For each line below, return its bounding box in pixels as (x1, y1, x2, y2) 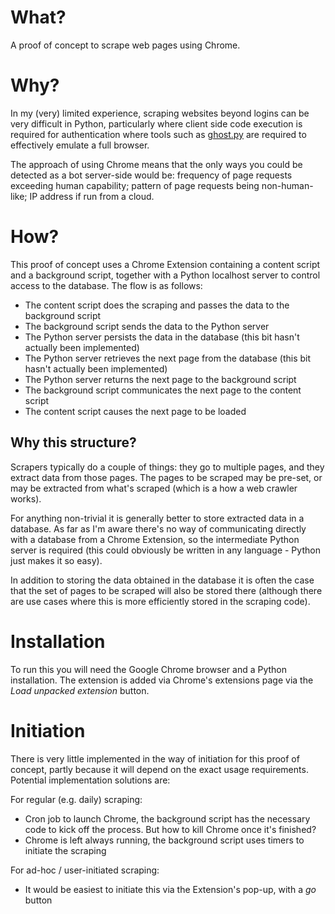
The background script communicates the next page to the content (24, 384, 302, 396)
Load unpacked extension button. (10, 684, 150, 696)
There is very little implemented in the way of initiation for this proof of (10, 752, 300, 765)
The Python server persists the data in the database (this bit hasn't (24, 331, 300, 343)
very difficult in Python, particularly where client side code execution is (10, 117, 303, 130)
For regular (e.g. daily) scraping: (10, 793, 143, 805)
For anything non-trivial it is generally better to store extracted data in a (10, 512, 305, 524)
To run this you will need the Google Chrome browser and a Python (10, 663, 288, 675)
